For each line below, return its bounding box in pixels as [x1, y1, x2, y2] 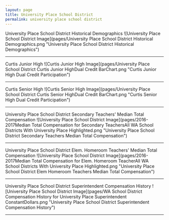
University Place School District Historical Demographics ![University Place [5, 31, 161, 37]
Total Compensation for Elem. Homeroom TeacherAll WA [31, 158, 149, 164]
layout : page [5, 7, 33, 13]
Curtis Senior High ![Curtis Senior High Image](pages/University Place [5, 86, 151, 92]
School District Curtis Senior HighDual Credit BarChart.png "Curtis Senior [5, 92, 157, 98]
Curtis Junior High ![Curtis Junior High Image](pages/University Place [5, 61, 150, 67]
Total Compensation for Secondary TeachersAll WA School [31, 122, 154, 128]
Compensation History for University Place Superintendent [5, 194, 127, 200]
